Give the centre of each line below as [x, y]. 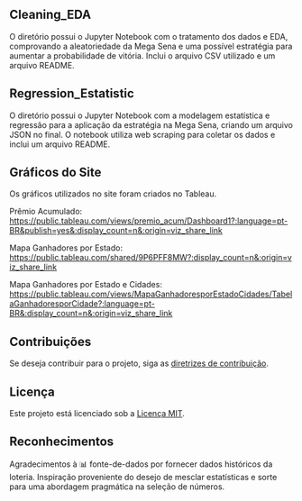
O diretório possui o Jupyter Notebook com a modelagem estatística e [140, 115]
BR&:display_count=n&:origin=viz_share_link [91, 314]
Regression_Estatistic [72, 94]
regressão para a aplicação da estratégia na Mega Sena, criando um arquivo [151, 124]
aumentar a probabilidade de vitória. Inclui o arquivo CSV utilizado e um [142, 55]
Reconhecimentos [62, 442]
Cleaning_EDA [50, 15]
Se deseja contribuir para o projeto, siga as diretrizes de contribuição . [139, 363]
